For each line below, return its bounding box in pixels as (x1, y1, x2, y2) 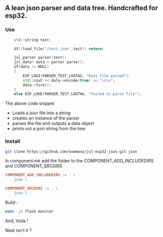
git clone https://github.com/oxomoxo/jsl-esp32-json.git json (5, 149, 137, 154)
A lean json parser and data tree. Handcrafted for (5, 4, 158, 12)
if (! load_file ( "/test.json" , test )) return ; (14, 46, 105, 51)
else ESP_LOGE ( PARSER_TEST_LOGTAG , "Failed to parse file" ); (14, 92, 141, 97)
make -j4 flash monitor (5, 209, 54, 214)
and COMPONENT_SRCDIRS (5, 163, 63, 169)
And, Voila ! (5, 218, 28, 224)
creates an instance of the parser (12, 115, 80, 121)
